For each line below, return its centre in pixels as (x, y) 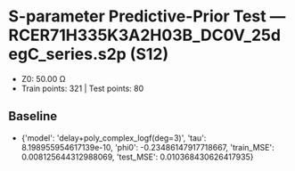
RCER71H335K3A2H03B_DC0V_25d (145, 35)
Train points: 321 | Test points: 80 (82, 88)
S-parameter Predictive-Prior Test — (147, 16)
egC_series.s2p (67, 54)
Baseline (33, 116)
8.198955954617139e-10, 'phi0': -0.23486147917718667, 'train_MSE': (147, 147)
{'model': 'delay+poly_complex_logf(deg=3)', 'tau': (114, 138)
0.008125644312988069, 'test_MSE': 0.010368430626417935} (137, 157)
